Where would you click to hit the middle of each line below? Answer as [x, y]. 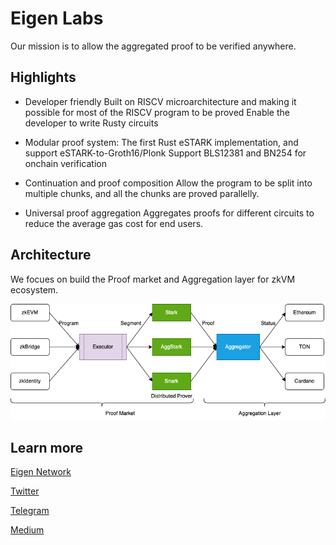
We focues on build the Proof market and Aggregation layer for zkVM [153, 279]
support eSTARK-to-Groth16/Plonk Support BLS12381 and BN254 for [165, 153]
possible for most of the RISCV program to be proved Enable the [157, 112]
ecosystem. [34, 289]
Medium [27, 530]
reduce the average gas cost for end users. [114, 223]
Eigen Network [41, 472]
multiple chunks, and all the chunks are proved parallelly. [142, 193]
